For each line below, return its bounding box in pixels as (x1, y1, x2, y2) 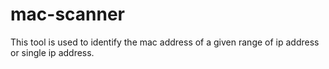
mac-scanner (10, 3, 126, 26)
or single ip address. (10, 46, 95, 58)
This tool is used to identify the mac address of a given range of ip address (10, 36, 320, 48)
